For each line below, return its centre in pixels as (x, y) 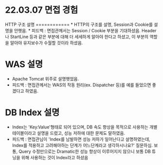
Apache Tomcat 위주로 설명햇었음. (45, 79)
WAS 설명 (24, 64)
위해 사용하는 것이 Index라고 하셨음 (55, 157)
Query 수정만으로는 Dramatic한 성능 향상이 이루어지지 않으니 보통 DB (85, 151)
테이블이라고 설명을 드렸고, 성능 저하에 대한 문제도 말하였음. (69, 133)
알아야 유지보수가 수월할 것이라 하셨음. (46, 42)
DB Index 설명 (32, 113)
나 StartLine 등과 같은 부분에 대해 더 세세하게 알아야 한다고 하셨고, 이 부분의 (77, 37)
